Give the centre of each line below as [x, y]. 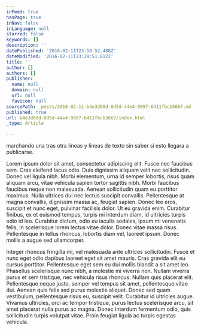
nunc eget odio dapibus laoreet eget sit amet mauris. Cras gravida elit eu [96, 258]
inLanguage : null [28, 28]
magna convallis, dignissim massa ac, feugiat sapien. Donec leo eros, [92, 202]
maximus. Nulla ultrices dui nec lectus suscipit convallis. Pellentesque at [95, 196]
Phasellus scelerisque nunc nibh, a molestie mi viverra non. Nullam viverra [98, 271]
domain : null [28, 90]
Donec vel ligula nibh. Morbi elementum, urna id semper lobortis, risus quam [100, 176]
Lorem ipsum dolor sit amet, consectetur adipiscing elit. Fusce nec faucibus [100, 164]
